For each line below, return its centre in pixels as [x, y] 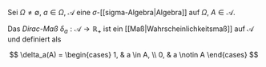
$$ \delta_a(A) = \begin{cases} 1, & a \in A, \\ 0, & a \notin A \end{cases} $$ [134, 54]
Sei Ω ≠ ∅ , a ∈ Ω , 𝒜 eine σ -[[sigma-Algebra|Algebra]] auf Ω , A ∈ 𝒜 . [121, 12]
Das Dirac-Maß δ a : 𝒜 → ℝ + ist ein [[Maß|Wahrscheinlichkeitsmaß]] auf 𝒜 [131, 30]
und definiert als [34, 39]
